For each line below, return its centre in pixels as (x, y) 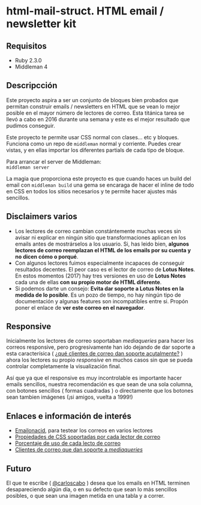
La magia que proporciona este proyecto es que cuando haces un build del (99, 178)
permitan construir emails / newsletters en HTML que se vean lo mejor (93, 106)
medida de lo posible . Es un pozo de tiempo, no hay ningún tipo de (98, 295)
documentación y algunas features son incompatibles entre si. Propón (101, 301)
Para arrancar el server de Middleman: (54, 162)
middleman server (28, 167)
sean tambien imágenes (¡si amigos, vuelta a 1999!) (70, 397)
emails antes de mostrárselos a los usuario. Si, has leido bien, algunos (102, 244)
